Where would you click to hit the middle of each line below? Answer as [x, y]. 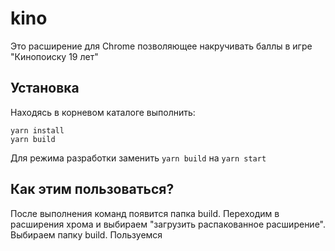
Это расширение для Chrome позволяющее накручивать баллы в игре [161, 46]
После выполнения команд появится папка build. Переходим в [145, 213]
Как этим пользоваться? [92, 189]
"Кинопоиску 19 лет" [54, 56]
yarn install [37, 130]
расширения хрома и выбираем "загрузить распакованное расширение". [168, 224]
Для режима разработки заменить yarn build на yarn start [138, 158]
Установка [45, 88]
